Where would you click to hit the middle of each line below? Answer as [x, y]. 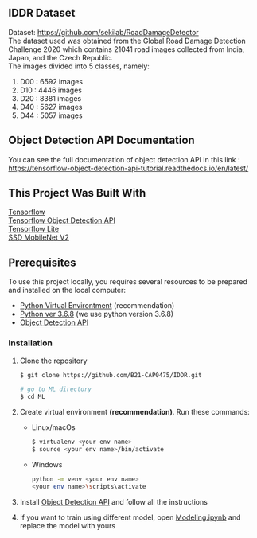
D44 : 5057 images [51, 115]
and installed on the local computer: [67, 290]
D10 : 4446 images [51, 90]
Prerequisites [42, 262]
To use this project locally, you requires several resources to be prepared [128, 282]
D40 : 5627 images [51, 107]
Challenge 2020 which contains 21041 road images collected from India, [127, 49]
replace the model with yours [68, 525]
